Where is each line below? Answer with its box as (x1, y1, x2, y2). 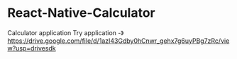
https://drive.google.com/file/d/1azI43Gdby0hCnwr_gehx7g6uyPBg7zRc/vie (7, 37, 230, 45)
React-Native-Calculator (7, 5, 155, 21)
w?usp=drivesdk (7, 44, 56, 52)
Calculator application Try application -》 (7, 28, 124, 37)
